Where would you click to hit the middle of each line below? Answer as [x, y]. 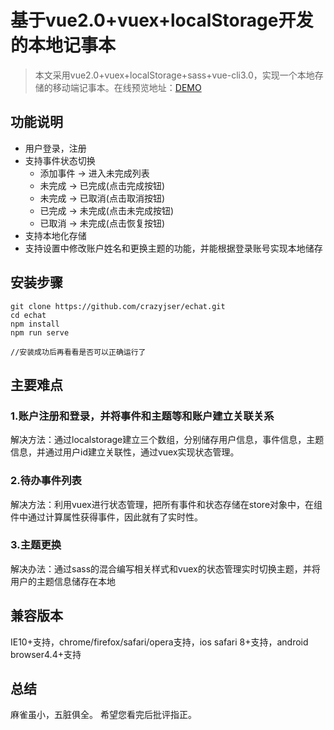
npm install [35, 324]
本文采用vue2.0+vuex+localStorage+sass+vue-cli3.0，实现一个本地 [174, 75]
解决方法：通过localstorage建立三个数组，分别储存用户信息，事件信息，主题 [167, 440]
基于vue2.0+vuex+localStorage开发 [162, 20]
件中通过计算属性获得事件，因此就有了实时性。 [106, 517]
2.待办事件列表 [46, 481]
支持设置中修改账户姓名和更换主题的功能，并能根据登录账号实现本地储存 [173, 248]
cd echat [28, 315]
